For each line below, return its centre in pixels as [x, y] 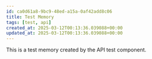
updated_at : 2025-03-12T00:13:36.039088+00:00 [64, 33]
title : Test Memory [30, 17]
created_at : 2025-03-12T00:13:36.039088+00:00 [64, 28]
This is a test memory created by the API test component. [76, 50]
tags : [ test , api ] [29, 22]
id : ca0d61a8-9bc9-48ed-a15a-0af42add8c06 [59, 11]
